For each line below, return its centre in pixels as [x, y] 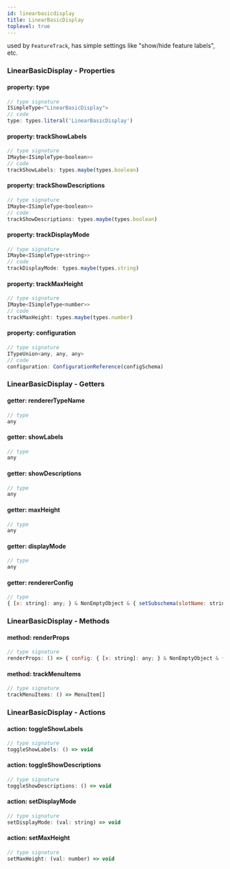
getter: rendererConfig [40, 582]
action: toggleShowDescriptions [54, 765]
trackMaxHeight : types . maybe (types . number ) [70, 317]
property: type [28, 87]
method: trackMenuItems [44, 674]
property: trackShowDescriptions [56, 185]
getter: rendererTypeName [46, 401]
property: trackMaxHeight [45, 284]
